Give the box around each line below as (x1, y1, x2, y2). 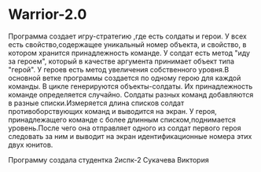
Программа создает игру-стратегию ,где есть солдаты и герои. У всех (8, 31, 248, 41)
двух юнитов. (8, 140, 53, 149)
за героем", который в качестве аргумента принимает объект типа (8, 57, 234, 66)
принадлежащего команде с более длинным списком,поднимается (8, 115, 236, 124)
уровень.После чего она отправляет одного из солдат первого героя (8, 123, 241, 133)
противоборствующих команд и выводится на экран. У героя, (8, 106, 218, 115)
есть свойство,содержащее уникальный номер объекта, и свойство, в (8, 39, 247, 49)
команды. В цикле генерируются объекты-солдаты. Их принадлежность (8, 81, 253, 91)
